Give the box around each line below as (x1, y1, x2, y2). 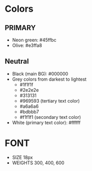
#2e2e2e (19, 87, 39, 93)
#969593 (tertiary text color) (19, 97, 80, 104)
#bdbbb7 (19, 108, 39, 115)
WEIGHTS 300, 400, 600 (12, 159, 65, 166)
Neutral (5, 57, 29, 66)
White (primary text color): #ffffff (12, 119, 81, 126)
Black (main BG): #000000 (12, 70, 69, 77)
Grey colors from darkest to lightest (12, 76, 87, 82)
